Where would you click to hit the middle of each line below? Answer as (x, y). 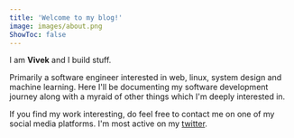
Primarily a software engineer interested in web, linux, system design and (146, 78)
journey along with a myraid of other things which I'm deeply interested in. (147, 97)
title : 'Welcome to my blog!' (66, 18)
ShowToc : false (38, 34)
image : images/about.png (56, 26)
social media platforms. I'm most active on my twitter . (108, 124)
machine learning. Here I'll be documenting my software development (139, 87)
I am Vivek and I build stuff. (60, 60)
